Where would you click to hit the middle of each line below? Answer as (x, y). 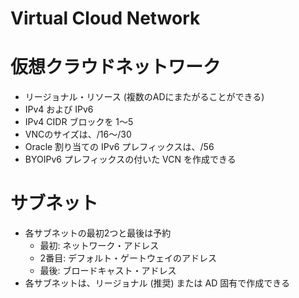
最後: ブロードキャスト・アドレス (108, 271)
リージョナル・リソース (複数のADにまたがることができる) (144, 97)
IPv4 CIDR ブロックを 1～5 (79, 122)
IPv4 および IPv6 (59, 109)
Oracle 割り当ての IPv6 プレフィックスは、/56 (119, 147)
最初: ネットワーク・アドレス (99, 246)
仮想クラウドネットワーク (116, 67)
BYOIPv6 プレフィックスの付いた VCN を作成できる (130, 159)
